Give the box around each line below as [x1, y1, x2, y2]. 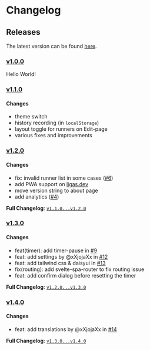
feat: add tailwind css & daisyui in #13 [14, 259, 106, 266]
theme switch [14, 113, 48, 120]
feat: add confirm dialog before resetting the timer [14, 272, 136, 279]
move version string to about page [14, 187, 98, 194]
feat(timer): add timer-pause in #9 [14, 247, 98, 254]
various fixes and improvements [14, 132, 92, 139]
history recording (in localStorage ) [14, 119, 99, 127]
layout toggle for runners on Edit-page [14, 126, 108, 133]
